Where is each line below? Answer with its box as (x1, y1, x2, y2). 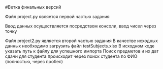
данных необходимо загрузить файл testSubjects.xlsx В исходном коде (5, 43, 155, 48)
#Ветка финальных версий (5, 4, 62, 10)
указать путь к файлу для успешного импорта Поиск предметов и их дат (5, 48, 159, 54)
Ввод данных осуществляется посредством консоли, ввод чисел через (5, 23, 157, 29)
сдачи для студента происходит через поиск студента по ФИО (5, 53, 138, 59)
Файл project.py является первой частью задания (5, 14, 110, 19)
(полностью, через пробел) (5, 59, 63, 64)
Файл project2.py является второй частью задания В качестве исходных (5, 38, 158, 44)
